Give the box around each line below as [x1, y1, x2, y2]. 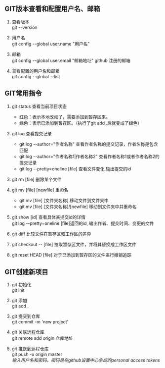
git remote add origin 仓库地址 [11, 335, 74, 341]
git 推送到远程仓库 [11, 346, 49, 352]
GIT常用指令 [4, 89, 42, 98]
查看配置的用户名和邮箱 [11, 68, 60, 74]
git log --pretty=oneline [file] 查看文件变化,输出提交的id [19, 165, 131, 172]
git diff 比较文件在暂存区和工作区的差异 [11, 231, 92, 237]
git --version [11, 24, 38, 30]
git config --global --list [11, 73, 60, 79]
